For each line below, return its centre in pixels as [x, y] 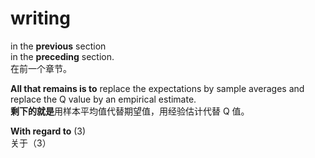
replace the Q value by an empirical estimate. [103, 99]
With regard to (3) [48, 131]
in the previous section [58, 46]
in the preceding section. [62, 56]
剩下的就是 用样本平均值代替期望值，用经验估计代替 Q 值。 [130, 111]
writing [40, 18]
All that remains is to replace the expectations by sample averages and [157, 88]
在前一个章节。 [41, 68]
